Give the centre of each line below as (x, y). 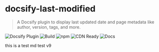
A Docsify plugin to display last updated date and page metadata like (86, 22)
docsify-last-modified (50, 9)
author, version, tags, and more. (49, 27)
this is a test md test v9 (28, 45)
